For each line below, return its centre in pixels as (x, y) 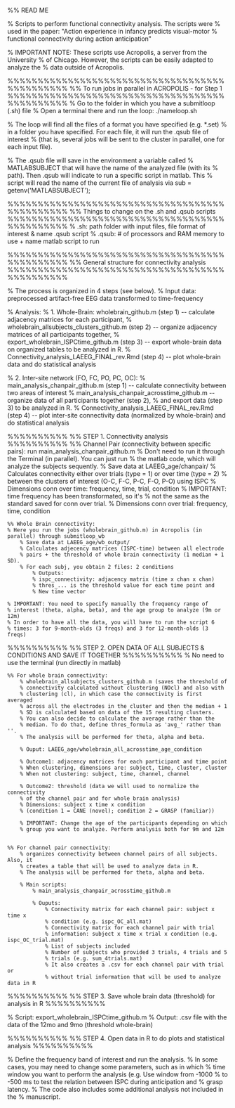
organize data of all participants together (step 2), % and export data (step (115, 400)
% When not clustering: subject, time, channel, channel (105, 774)
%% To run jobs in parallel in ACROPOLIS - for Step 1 (146, 88)
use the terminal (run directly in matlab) (64, 663)
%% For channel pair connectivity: (59, 848)
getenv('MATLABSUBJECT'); (49, 190)
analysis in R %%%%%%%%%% (56, 1004)
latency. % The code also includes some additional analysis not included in (115, 1089)
